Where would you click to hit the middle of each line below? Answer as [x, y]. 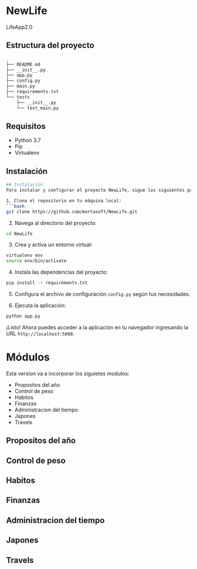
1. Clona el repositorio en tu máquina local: [64, 200]
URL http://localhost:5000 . [40, 333]
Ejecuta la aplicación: [40, 305]
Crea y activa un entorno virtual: [53, 245]
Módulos [28, 357]
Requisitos [26, 126]
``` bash [16, 206]
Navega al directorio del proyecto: [55, 223]
